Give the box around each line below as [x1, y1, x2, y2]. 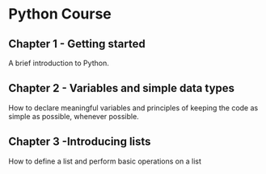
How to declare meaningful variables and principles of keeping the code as [8, 102, 259, 113]
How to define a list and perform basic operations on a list [8, 156, 202, 166]
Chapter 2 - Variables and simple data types [8, 81, 235, 95]
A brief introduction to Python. [8, 58, 109, 68]
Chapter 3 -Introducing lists [8, 135, 151, 149]
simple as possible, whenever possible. [8, 111, 139, 121]
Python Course [8, 5, 112, 23]
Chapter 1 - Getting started [8, 37, 146, 51]
